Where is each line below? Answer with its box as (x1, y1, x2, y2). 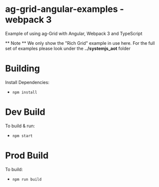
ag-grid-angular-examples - (5, 3, 124, 15)
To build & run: (5, 123, 35, 129)
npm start (12, 133, 33, 138)
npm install (12, 90, 37, 95)
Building (5, 63, 40, 74)
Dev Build (5, 106, 46, 118)
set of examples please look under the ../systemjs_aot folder (5, 45, 131, 51)
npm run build (12, 177, 42, 182)
